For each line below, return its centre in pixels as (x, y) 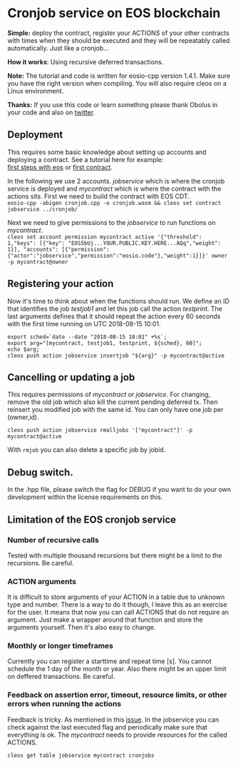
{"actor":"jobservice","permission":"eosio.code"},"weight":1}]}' (108, 256)
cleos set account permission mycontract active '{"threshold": (105, 237)
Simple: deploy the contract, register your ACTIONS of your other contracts (118, 33)
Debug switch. (40, 472)
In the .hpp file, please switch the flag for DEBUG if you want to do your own (119, 490)
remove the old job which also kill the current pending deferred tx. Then (113, 402)
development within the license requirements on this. (85, 497)
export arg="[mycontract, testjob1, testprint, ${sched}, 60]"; (105, 343)
